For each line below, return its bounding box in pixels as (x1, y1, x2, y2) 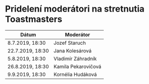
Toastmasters (5, 14, 62, 25)
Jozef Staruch (53, 39, 86, 46)
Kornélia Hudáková (53, 71, 97, 78)
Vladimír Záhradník (53, 55, 97, 62)
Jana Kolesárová (53, 47, 92, 54)
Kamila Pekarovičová (53, 63, 101, 70)
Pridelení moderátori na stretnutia (5, 3, 145, 15)
